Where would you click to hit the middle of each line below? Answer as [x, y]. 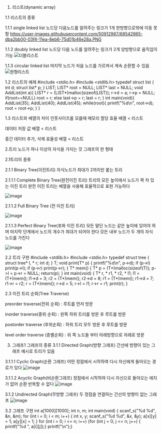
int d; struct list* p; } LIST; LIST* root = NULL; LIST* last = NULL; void [74, 87]
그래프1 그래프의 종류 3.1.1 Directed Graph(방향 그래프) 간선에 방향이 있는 [81, 345]
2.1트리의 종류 [18, 159]
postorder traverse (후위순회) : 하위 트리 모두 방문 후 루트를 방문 [66, 325]
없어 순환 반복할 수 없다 [32, 384]
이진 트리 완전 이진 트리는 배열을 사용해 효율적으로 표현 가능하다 [70, 186]
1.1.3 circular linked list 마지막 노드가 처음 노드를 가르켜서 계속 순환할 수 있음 [77, 66]
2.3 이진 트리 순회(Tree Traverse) [37, 293]
